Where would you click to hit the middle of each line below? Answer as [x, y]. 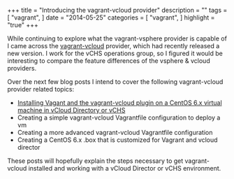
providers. [22, 68]
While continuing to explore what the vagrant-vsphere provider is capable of [117, 38]
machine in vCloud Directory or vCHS [71, 110]
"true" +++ [23, 25]
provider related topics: [41, 89]
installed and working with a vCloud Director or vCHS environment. [125, 168]
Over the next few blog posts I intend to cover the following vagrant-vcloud [115, 82]
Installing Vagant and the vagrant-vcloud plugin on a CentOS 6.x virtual [119, 103]
